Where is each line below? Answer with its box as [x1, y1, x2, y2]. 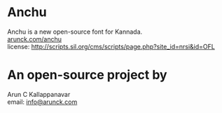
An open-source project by [7, 67, 167, 83]
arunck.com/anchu [7, 34, 62, 43]
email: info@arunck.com [7, 98, 78, 106]
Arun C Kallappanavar [7, 90, 71, 98]
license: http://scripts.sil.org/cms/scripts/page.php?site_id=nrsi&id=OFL [7, 42, 215, 51]
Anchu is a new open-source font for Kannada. [7, 27, 143, 36]
